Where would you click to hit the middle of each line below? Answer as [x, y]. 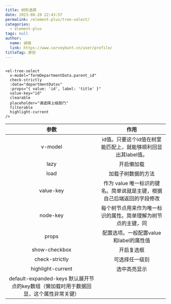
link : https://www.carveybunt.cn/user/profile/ [61, 48]
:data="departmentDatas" [36, 84]
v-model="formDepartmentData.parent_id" [53, 75]
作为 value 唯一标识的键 [132, 183]
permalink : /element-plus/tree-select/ [48, 19]
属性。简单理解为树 [134, 216]
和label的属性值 [132, 240]
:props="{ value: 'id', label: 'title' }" [55, 89]
